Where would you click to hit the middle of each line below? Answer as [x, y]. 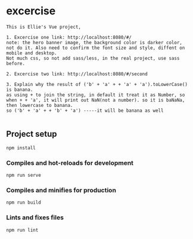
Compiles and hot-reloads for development [70, 163]
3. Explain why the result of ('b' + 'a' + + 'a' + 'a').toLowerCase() [97, 84]
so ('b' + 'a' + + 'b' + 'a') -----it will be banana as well [85, 111]
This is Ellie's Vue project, [44, 27]
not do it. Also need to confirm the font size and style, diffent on [96, 48]
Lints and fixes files [35, 217]
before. [16, 63]
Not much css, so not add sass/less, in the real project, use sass [93, 58]
